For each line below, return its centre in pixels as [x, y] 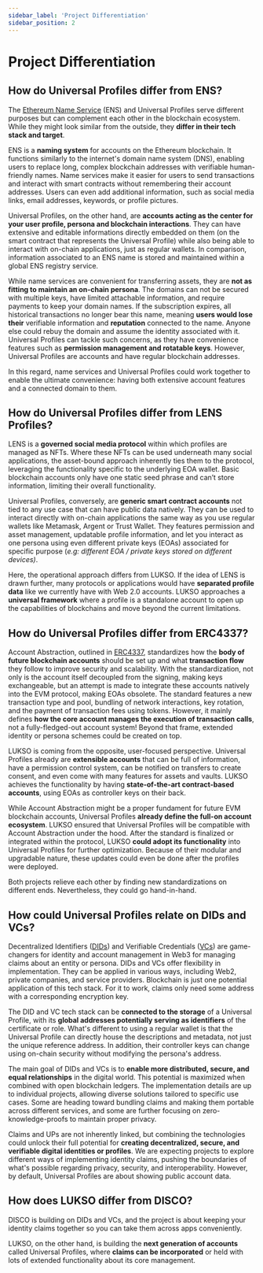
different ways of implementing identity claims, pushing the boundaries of [128, 1159]
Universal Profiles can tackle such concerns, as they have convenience [124, 339]
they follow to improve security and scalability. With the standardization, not [131, 669]
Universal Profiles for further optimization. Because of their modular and [125, 850]
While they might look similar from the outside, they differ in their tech [122, 126]
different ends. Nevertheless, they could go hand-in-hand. [102, 890]
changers [24, 954]
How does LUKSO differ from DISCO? [100, 1201]
